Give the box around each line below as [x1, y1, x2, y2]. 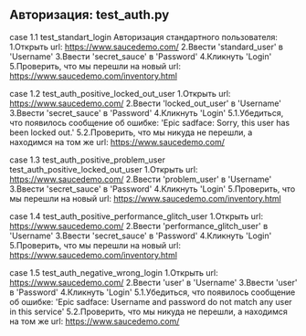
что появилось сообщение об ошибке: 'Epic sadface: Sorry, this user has [9, 117, 290, 128]
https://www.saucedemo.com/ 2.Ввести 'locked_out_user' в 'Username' [9, 98, 281, 109]
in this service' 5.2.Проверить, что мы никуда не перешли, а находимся [9, 306, 288, 317]
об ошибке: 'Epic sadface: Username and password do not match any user [9, 296, 292, 307]
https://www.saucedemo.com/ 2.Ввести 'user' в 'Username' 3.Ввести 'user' [9, 277, 298, 288]
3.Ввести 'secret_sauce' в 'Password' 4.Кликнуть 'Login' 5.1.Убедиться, [9, 107, 284, 118]
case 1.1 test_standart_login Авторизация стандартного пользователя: [9, 31, 279, 42]
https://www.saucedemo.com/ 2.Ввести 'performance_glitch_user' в [9, 220, 269, 231]
